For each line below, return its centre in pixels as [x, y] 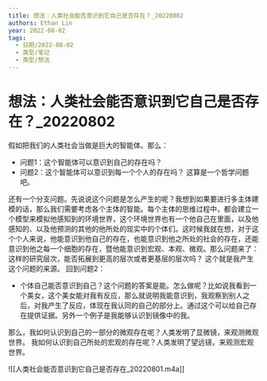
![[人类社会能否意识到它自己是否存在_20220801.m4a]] [97, 369]
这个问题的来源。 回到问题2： [57, 268]
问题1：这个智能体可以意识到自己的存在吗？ [91, 162]
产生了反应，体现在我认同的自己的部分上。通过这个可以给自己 [149, 305]
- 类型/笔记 [33, 52]
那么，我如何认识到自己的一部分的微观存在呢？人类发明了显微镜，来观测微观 [133, 332]
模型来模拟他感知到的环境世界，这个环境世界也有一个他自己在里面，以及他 [137, 219]
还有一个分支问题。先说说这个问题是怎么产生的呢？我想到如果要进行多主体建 [133, 199]
